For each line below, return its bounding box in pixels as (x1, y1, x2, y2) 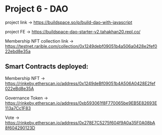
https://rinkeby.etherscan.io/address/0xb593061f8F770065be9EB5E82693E (5, 100, 157, 106)
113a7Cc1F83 (5, 105, 31, 111)
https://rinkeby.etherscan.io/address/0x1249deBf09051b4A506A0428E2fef (5, 80, 156, 86)
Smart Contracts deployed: (5, 62, 88, 71)
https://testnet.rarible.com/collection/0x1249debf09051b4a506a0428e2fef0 (5, 43, 157, 49)
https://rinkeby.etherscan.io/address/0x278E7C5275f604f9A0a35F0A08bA (5, 120, 156, 125)
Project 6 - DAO (5, 3, 69, 15)
